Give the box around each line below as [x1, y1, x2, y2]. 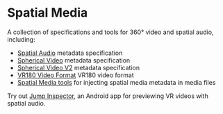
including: [7, 35, 36, 43]
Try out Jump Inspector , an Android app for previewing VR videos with [7, 92, 208, 100]
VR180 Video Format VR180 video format [17, 71, 134, 79]
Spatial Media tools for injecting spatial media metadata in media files [17, 78, 216, 86]
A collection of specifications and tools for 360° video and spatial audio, [7, 28, 214, 36]
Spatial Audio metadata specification [17, 49, 123, 57]
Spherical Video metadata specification [17, 56, 131, 64]
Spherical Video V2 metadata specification [17, 63, 140, 72]
